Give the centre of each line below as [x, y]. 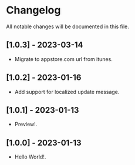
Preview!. [26, 124]
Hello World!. [30, 157]
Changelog [33, 10]
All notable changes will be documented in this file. [67, 26]
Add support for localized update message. [67, 92]
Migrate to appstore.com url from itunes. [63, 59]
